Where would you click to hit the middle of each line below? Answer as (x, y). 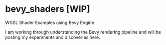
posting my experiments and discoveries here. (53, 37)
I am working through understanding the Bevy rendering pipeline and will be (83, 32)
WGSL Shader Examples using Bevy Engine (50, 22)
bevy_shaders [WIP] (48, 9)
